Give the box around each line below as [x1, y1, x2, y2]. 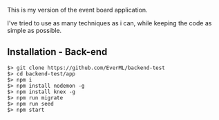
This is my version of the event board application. [7, 6, 148, 14]
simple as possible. [7, 27, 62, 34]
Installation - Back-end [7, 46, 108, 58]
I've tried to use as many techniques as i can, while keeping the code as [7, 19, 212, 27]
